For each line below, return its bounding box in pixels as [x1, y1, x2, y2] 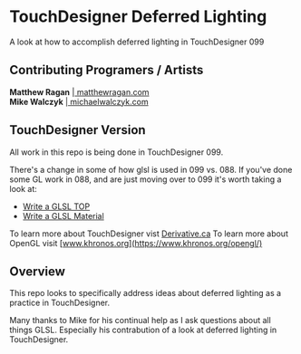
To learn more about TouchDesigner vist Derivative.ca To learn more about [9, 228, 288, 239]
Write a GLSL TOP [22, 201, 91, 212]
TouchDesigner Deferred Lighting [9, 6, 267, 27]
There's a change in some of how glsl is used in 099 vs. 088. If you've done [9, 164, 293, 175]
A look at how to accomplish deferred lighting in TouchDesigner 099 [9, 36, 265, 47]
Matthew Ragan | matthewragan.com [9, 86, 150, 97]
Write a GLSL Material [22, 210, 104, 221]
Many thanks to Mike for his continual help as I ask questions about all [9, 315, 272, 326]
